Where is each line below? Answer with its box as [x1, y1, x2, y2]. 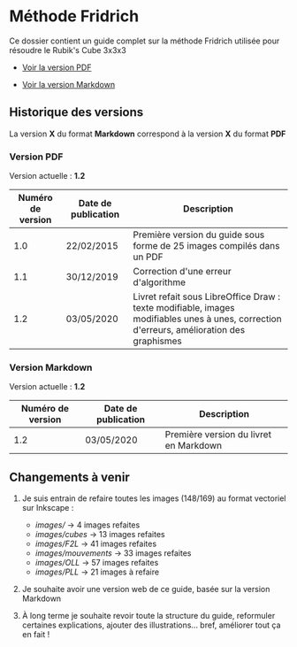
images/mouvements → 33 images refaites [34, 548, 192, 558]
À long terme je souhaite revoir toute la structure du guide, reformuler [21, 611, 276, 621]
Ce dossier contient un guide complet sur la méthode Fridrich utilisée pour [9, 35, 280, 46]
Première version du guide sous [133, 228, 265, 241]
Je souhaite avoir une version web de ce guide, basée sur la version [21, 584, 270, 595]
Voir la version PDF [21, 62, 92, 73]
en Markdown [164, 440, 223, 452]
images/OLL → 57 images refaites [34, 558, 159, 568]
